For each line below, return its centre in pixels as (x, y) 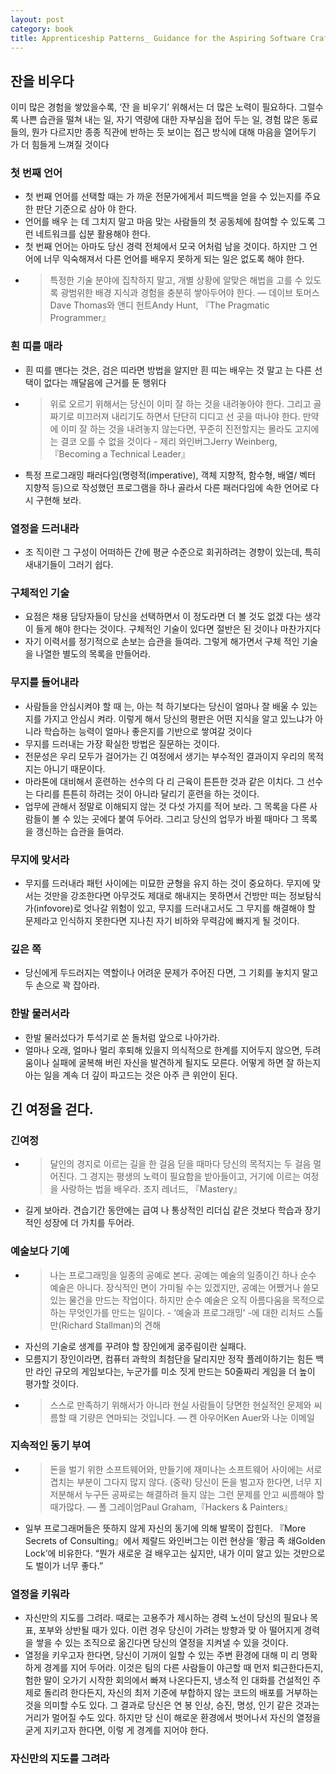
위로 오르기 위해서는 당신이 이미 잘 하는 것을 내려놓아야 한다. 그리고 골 (185, 403)
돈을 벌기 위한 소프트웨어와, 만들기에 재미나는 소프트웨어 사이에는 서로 (186, 1469)
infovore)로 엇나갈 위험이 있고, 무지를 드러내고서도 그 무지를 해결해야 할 (176, 908)
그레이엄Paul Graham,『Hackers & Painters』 (200, 1507)
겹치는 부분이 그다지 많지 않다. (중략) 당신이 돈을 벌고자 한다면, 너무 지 (186, 1482)
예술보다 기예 (40, 1251)
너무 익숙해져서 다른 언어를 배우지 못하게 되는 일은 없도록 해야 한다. (174, 259)
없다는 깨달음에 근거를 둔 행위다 (105, 382)
